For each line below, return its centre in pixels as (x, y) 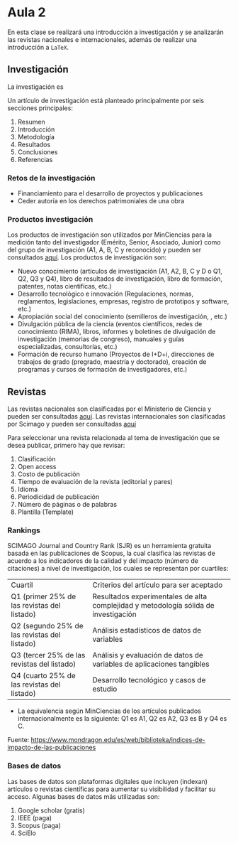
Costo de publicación (49, 474)
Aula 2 (27, 12)
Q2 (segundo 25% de (47, 626)
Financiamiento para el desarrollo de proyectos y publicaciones (110, 193)
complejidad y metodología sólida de (153, 606)
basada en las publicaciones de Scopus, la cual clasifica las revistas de (112, 553)
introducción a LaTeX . (38, 47)
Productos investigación (50, 219)
